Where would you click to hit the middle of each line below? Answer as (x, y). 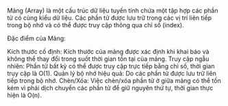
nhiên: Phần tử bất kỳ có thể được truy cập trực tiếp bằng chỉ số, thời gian (111, 66)
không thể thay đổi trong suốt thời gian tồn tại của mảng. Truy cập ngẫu (108, 59)
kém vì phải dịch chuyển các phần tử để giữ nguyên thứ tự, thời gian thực (110, 88)
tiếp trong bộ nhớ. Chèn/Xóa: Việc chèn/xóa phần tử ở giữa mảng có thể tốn (114, 81)
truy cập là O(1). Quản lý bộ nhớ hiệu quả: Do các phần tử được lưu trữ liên (112, 73)
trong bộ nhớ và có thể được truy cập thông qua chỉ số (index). (96, 25)
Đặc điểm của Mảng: (37, 38)
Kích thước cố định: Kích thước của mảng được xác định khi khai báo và (108, 52)
